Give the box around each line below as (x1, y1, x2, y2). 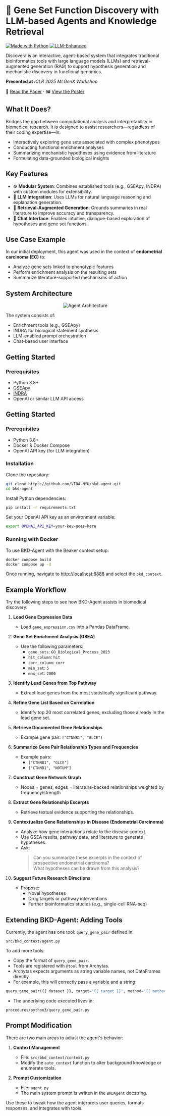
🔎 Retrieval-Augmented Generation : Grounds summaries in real (13, 205, 147, 211)
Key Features (6, 170, 48, 178)
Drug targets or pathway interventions (28, 896, 107, 902)
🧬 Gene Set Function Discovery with (6, 5, 159, 16)
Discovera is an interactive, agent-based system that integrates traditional (6, 53, 159, 59)
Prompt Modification (6, 1021, 72, 1030)
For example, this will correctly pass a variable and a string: (13, 979, 137, 985)
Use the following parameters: (20, 643, 84, 649)
